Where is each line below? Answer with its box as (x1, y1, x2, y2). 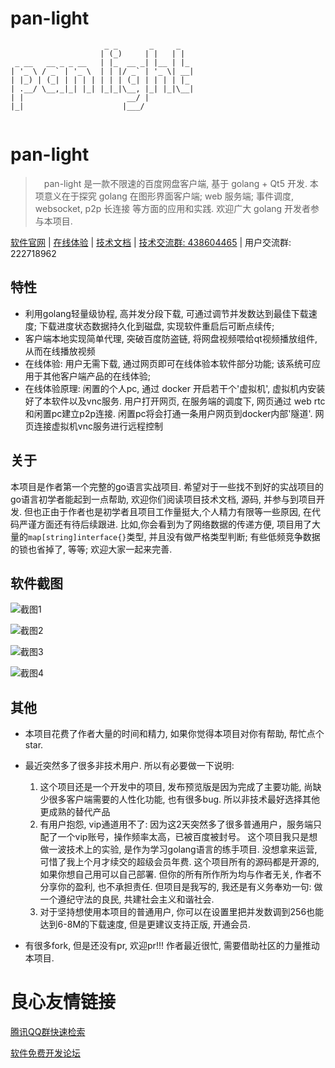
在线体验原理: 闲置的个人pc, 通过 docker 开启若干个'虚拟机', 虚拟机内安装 (24, 382, 326, 394)
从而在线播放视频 (24, 345, 96, 357)
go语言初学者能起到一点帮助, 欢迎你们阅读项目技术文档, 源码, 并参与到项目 (10, 493, 317, 505)
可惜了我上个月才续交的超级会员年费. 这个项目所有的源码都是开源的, (39, 856, 320, 868)
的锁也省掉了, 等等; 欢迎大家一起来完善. (10, 543, 173, 555)
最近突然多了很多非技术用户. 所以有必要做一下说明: (24, 760, 235, 772)
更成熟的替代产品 (39, 806, 111, 818)
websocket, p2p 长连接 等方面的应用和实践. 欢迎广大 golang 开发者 (34, 202, 312, 214)
